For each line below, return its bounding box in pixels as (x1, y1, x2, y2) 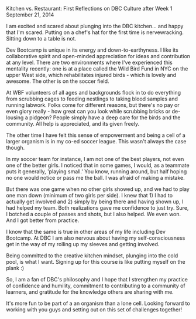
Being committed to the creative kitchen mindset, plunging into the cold (6, 252, 178, 259)
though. (6, 144, 25, 151)
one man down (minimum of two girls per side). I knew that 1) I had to (6, 192, 173, 199)
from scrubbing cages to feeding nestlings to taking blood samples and (6, 95, 178, 102)
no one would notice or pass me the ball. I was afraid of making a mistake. (6, 174, 185, 181)
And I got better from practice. (6, 217, 80, 224)
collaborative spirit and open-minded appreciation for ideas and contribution (6, 53, 191, 59)
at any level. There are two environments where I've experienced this (6, 59, 173, 66)
